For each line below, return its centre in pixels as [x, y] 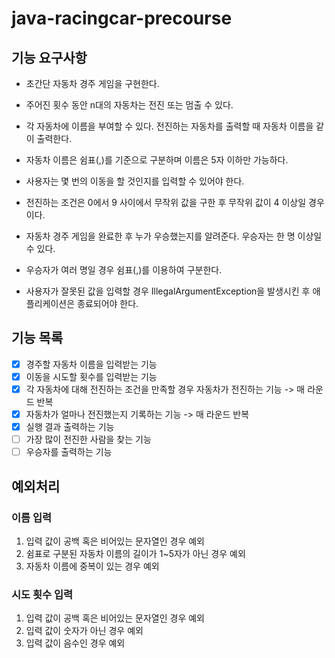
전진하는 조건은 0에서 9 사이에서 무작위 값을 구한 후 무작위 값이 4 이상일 [166, 202]
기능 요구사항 [49, 57]
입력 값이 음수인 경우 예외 [75, 643]
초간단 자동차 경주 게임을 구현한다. [92, 83]
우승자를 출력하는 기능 [69, 452]
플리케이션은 [50, 303]
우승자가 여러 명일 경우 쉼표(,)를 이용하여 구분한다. [124, 270]
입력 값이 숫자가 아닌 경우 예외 [84, 631]
